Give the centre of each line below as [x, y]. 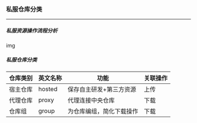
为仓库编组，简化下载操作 [103, 111]
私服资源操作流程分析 [32, 30]
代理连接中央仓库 [91, 100]
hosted [48, 89]
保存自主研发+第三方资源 [102, 90]
